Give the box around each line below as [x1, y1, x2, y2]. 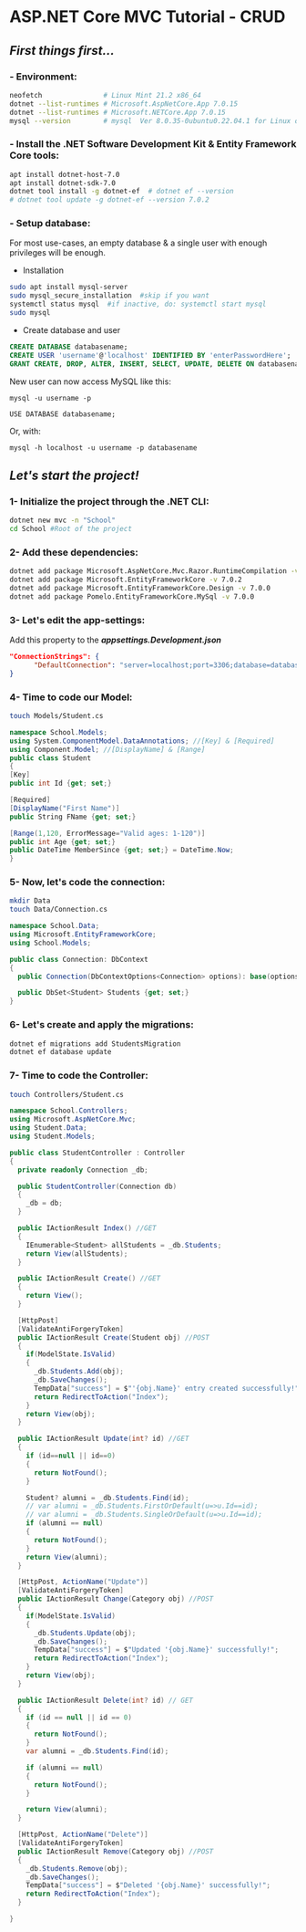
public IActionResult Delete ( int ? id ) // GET [17, 1696, 194, 1705]
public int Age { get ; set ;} [9, 837, 117, 846]
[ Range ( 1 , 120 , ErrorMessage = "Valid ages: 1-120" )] [9, 829, 206, 838]
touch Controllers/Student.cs [9, 1090, 125, 1099]
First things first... [9, 43, 116, 58]
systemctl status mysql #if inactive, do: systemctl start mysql [9, 299, 267, 309]
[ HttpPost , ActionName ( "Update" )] [17, 1577, 148, 1587]
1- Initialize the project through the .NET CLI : [9, 495, 209, 507]
